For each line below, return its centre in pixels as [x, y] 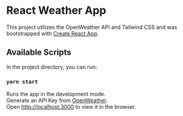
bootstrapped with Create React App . [53, 33]
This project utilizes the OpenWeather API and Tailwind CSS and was [92, 27]
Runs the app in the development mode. [56, 94]
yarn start [22, 81]
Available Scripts [39, 53]
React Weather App [56, 11]
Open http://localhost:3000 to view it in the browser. [71, 107]
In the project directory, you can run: [52, 67]
